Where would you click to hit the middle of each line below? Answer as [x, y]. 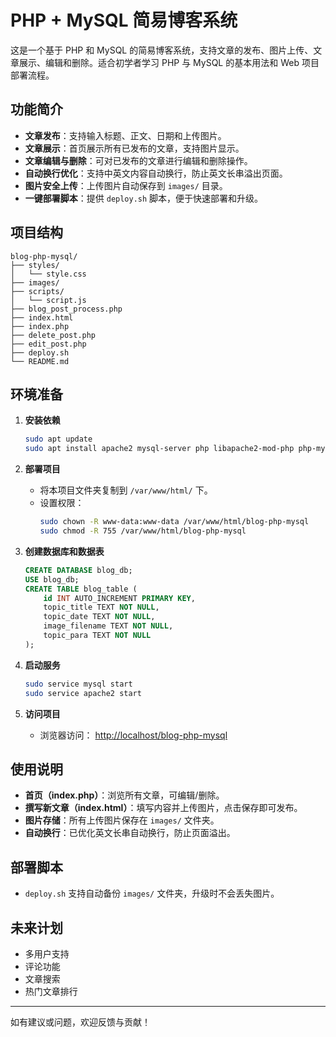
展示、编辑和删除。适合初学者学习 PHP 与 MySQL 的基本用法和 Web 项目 [169, 62]
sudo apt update [58, 439]
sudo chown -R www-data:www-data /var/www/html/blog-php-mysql [174, 522]
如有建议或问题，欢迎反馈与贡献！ [80, 1022]
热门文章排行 [51, 991]
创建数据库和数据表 [64, 551]
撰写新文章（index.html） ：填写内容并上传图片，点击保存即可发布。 [163, 808]
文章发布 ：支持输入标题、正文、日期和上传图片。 [125, 135]
